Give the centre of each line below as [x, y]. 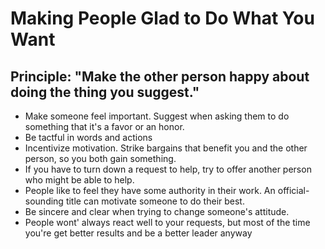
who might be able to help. [79, 180]
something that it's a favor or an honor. [104, 126]
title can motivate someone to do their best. [155, 201]
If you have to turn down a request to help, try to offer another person [168, 169]
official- [293, 190]
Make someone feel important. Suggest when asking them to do [157, 116]
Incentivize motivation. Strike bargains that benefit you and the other [166, 148]
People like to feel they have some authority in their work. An [150, 190]
